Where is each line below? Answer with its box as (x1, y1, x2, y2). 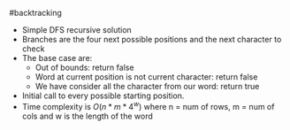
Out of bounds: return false (34, 62, 134, 73)
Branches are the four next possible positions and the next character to (21, 34, 282, 44)
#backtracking (9, 8, 62, 18)
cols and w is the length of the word (21, 111, 153, 121)
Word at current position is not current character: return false (34, 72, 258, 82)
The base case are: (21, 53, 93, 63)
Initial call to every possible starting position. (21, 90, 185, 101)
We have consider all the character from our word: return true (34, 81, 260, 91)
